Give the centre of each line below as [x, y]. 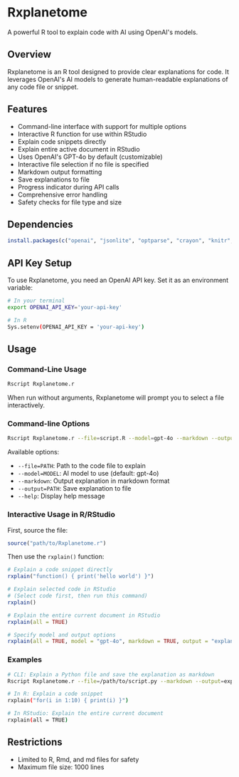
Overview [30, 54]
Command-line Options [49, 424]
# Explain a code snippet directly [60, 570]
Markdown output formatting [60, 172]
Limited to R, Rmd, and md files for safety [78, 759]
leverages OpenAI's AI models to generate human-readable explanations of [118, 79]
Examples [25, 659]
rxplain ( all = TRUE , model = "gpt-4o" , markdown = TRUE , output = [108, 642]
